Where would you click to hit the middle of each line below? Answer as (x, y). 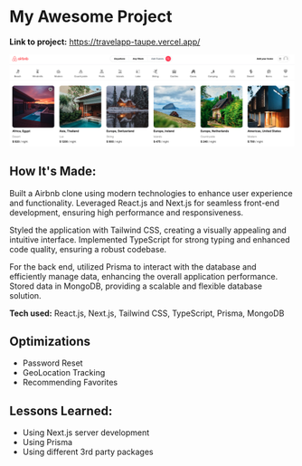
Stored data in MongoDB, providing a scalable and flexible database (136, 286)
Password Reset (52, 363)
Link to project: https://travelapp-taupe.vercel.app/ (105, 42)
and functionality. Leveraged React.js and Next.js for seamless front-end (145, 203)
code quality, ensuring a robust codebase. (88, 249)
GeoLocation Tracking (64, 373)
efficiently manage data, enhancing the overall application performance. (144, 276)
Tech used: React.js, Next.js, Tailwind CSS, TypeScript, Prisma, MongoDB (147, 313)
